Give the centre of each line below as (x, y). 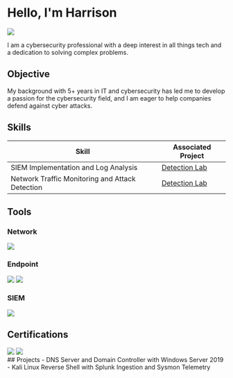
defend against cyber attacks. (50, 105)
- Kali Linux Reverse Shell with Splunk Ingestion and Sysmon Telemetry (109, 367)
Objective (29, 74)
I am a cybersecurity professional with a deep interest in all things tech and (114, 45)
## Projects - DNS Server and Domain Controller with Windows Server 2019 (115, 359)
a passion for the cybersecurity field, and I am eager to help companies (109, 98)
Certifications (38, 335)
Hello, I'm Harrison (62, 13)
